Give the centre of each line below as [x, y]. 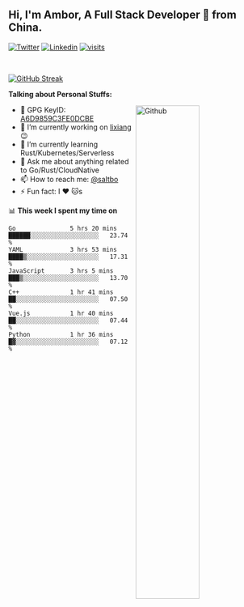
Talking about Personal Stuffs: [60, 94]
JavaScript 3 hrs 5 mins [61, 271]
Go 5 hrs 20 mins [63, 228]
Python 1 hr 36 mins [61, 334]
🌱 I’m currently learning [59, 144]
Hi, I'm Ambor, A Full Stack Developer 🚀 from [122, 15]
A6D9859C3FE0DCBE [57, 118]
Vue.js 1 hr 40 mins [61, 313]
